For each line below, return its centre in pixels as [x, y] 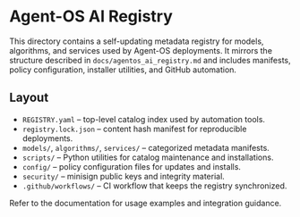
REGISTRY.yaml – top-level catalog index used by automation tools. [144, 119]
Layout [29, 98]
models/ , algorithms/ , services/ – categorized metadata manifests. [146, 147]
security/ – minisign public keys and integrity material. [124, 176]
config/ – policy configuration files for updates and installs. [132, 166]
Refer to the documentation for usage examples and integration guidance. [146, 203]
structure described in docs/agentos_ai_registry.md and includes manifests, [150, 60]
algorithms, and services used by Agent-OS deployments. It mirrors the [141, 50]
